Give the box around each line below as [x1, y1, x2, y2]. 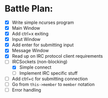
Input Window [11, 36, 41, 42]
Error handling [11, 87, 41, 93]
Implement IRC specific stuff [19, 70, 78, 76]
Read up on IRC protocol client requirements [11, 53, 103, 59]
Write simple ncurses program [11, 19, 74, 25]
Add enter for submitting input [11, 42, 74, 48]
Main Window [11, 25, 40, 31]
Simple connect [19, 64, 52, 70]
